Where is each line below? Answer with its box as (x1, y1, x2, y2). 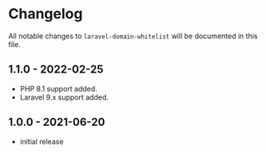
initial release (19, 136, 64, 146)
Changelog (8, 5, 83, 23)
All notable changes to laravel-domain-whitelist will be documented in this (8, 31, 258, 41)
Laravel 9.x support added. (19, 92, 109, 102)
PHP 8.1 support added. (19, 84, 97, 93)
